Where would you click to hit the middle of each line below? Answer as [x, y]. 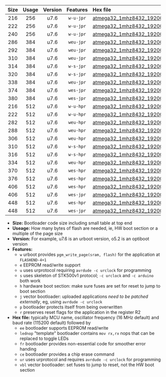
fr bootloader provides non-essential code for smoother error [83, 344]
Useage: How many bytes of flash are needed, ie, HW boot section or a [85, 228]
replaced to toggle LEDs [44, 338]
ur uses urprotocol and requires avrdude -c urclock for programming [90, 359]
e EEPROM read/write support [50, 265]
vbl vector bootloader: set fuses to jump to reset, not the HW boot [87, 365]
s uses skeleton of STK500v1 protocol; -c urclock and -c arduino [87, 275]
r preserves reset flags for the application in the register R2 [80, 312]
